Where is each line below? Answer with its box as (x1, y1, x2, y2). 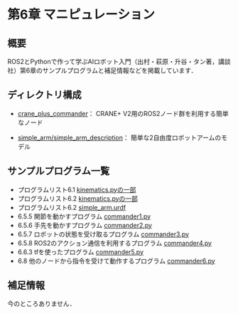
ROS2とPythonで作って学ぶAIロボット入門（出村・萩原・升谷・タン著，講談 (7, 58, 231, 66)
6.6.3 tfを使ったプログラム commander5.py (17, 247, 144, 256)
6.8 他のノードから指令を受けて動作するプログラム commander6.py (17, 256, 215, 265)
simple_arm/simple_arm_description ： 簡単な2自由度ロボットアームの (17, 133, 222, 142)
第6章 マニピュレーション (7, 6, 155, 23)
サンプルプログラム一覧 (7, 165, 110, 177)
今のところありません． (7, 300, 76, 308)
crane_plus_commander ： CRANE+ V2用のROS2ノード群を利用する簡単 (17, 109, 229, 117)
